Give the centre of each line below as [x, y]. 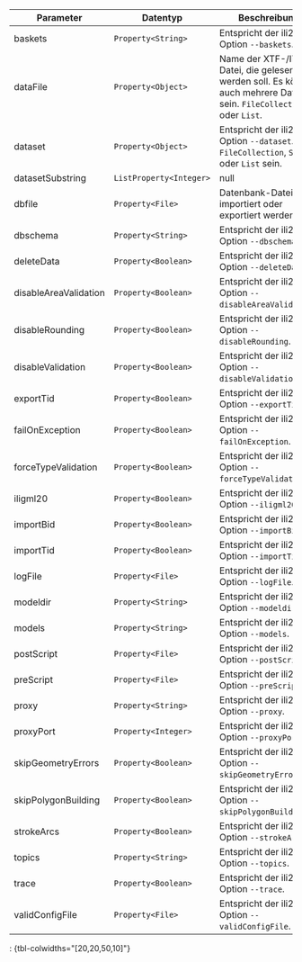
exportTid [35, 398]
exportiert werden [257, 215]
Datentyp [162, 18]
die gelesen [271, 70]
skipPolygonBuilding [57, 800]
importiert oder [251, 204]
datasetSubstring [50, 178]
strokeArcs [37, 832]
